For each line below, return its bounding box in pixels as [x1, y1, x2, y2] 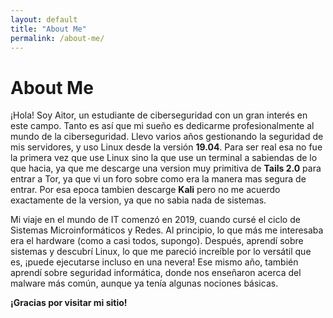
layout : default [10, 14, 78, 25]
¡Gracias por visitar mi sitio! [10, 297, 128, 309]
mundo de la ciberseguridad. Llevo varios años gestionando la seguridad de [10, 131, 324, 143]
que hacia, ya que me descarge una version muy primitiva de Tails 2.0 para [10, 162, 322, 175]
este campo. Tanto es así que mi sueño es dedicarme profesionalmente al [10, 120, 315, 132]
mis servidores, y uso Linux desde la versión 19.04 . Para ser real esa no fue [10, 141, 323, 153]
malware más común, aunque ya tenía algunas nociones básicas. [10, 277, 279, 290]
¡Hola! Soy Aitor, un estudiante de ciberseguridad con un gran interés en [10, 109, 308, 121]
